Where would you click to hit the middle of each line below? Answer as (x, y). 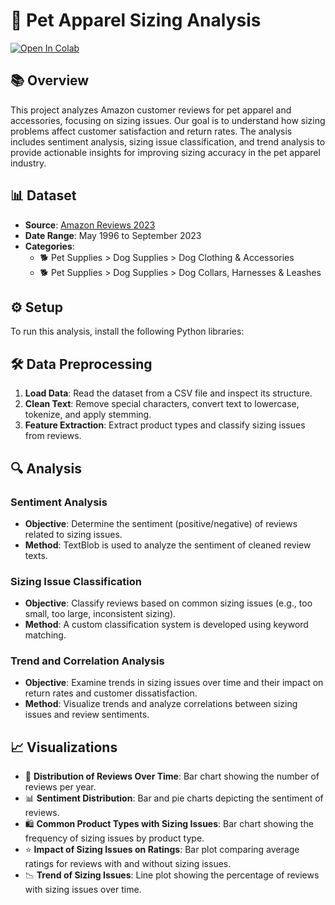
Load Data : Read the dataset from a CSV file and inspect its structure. (168, 393)
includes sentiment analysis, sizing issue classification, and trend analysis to (168, 141)
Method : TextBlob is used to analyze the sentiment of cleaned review (168, 545)
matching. (45, 635)
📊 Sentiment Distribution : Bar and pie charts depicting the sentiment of (174, 798)
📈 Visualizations (64, 747)
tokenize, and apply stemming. (88, 415)
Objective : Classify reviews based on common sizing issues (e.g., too (168, 603)
